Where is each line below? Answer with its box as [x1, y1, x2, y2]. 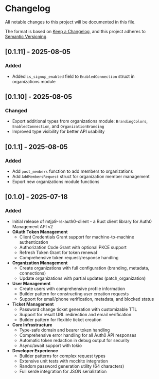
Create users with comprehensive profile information [19, 286, 125, 291]
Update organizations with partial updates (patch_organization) [19, 275, 146, 281]
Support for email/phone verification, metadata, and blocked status [19, 296, 154, 302]
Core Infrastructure [12, 322, 53, 327]
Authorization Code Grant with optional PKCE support [19, 244, 127, 250]
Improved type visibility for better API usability [12, 128, 105, 134]
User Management [12, 280, 51, 286]
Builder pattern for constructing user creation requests [19, 290, 129, 297]
